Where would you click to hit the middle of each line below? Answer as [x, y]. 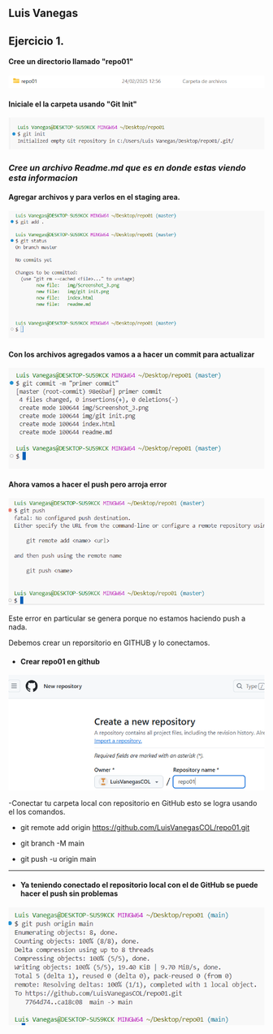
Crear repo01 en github [60, 661]
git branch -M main [52, 843]
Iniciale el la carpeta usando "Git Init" [73, 104]
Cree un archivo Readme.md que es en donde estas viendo [127, 167]
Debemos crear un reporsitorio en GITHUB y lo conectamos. [109, 642]
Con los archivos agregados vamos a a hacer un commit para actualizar [132, 354]
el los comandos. [37, 811]
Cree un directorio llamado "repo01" [71, 62]
